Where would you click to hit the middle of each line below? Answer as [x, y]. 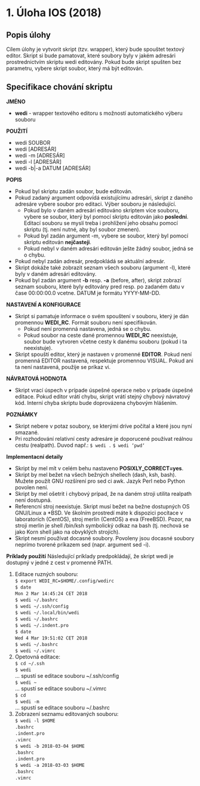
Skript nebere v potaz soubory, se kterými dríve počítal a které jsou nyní [103, 426]
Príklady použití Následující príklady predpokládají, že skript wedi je [90, 556]
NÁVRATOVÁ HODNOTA [37, 378]
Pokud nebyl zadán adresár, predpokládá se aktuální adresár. [90, 261]
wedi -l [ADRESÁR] [38, 162]
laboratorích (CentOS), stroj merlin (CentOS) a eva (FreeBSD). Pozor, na [103, 519]
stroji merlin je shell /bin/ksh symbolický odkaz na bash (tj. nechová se [102, 525]
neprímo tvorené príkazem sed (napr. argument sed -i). [82, 544]
